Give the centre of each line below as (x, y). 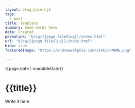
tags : (10, 14)
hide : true (16, 46)
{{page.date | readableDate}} (34, 68)
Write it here (17, 101)
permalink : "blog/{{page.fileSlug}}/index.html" (55, 37)
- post (16, 18)
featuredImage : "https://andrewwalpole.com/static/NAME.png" (68, 50)
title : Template (21, 23)
